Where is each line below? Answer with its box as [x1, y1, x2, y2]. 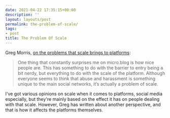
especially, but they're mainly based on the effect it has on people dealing [5, 96, 160, 102]
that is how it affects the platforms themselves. [5, 107, 103, 113]
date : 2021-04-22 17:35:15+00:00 [5, 7, 76, 13]
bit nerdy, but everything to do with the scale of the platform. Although [17, 70, 165, 76]
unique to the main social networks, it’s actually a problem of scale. [17, 81, 158, 87]
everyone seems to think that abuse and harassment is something [17, 75, 156, 82]
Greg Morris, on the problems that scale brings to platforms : [5, 49, 131, 56]
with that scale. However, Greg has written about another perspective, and [5, 101, 161, 107]
